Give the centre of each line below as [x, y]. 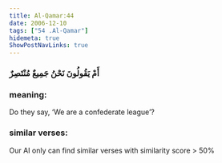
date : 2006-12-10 [38, 23]
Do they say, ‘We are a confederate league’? [82, 112]
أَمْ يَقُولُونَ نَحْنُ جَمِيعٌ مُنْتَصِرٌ [54, 74]
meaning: [28, 94]
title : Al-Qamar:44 [42, 16]
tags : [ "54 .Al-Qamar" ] [49, 30]
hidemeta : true [34, 38]
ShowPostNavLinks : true [49, 46]
